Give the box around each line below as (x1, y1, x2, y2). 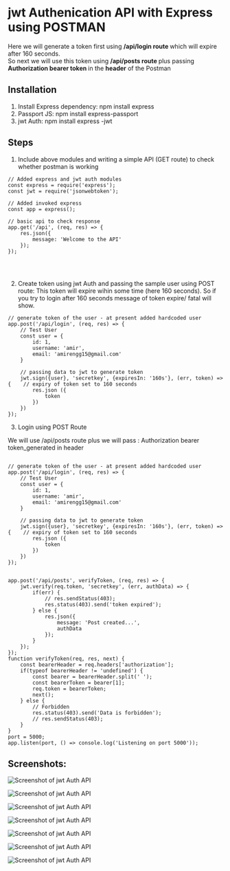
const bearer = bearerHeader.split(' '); (32, 673, 153, 680)
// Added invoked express (8, 199, 82, 207)
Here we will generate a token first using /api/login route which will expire (8, 42, 217, 50)
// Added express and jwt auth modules (8, 175, 122, 183)
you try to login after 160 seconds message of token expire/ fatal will (17, 294, 212, 302)
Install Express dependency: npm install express (17, 102, 154, 111)
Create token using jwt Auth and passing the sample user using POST (17, 279, 215, 287)
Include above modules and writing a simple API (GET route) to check (17, 155, 215, 163)
